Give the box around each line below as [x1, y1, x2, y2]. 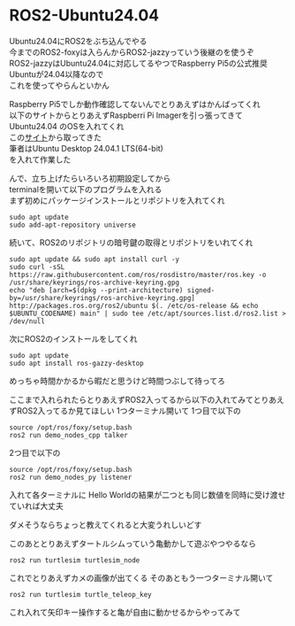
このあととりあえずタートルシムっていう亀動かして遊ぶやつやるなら [9, 537, 256, 549]
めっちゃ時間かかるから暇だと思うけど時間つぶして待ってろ [9, 375, 225, 386]
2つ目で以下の [9, 447, 61, 458]
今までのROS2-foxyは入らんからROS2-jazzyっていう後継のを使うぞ [9, 46, 254, 58]
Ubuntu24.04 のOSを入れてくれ [9, 120, 125, 131]
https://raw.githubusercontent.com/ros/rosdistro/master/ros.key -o [9, 270, 267, 279]
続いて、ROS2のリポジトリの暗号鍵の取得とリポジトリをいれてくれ [9, 236, 253, 248]
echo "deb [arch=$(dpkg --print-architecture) [9, 285, 184, 295]
